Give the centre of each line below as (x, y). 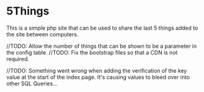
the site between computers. (42, 34)
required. (18, 59)
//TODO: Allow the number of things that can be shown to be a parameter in (102, 46)
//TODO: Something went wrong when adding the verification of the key (97, 70)
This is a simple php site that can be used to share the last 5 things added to (102, 28)
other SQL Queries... (32, 84)
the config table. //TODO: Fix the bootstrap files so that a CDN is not (92, 52)
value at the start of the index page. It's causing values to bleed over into (98, 77)
